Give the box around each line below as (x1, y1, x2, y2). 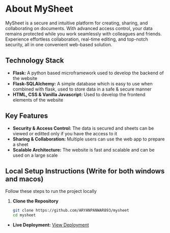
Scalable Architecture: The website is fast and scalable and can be (12, 147, 155, 153)
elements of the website (12, 97, 64, 103)
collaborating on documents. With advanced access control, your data (5, 25, 153, 31)
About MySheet (5, 3, 73, 15)
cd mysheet (12, 213, 36, 218)
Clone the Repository (12, 198, 59, 204)
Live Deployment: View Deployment (12, 222, 89, 228)
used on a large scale (12, 152, 58, 158)
